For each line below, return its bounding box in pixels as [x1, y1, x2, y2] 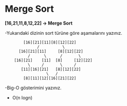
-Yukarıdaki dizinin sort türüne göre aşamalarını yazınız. [5, 30, 123, 36]
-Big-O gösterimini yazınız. [5, 84, 62, 91]
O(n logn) [12, 94, 33, 100]
